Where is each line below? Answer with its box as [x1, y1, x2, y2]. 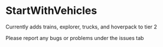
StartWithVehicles [5, 4, 97, 17]
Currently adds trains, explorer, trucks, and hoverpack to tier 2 [5, 23, 158, 30]
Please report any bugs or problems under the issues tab [5, 34, 144, 41]
